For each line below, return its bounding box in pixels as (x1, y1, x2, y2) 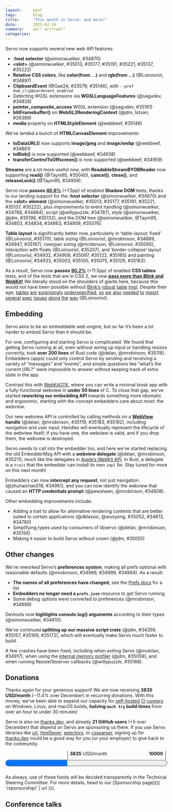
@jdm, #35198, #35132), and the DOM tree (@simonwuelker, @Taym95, (5, 215, 158, 221)
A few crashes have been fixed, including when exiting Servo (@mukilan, (5, 647, 160, 654)
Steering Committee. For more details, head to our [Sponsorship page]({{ (5, 780, 161, 786)
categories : (5, 31, 31, 37)
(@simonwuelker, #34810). (5, 616, 63, 623)
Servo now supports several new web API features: (5, 46, 114, 51)
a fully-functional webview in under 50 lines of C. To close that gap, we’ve (5, 387, 164, 393)
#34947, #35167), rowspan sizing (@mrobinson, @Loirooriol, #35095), (5, 241, 155, 247)
